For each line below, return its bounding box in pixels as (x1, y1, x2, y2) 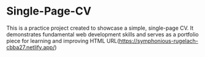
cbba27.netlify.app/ (6, 44, 55, 51)
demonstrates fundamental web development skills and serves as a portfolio (6, 30, 199, 38)
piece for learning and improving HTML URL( (6, 37, 119, 44)
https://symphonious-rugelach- (119, 37, 199, 44)
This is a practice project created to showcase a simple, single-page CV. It (6, 24, 194, 32)
